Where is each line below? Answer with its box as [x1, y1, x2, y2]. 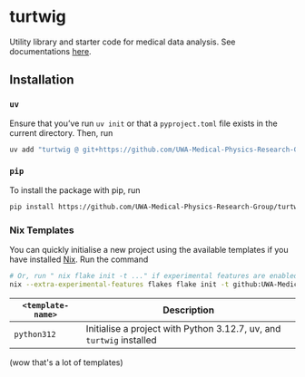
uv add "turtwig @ [9, 145, 79, 154]
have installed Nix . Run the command [9, 254, 149, 265]
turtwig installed [85, 333, 157, 346]
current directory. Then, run [9, 127, 113, 138]
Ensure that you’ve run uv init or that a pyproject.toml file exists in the [9, 118, 279, 129]
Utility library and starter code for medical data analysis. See [9, 36, 236, 47]
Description [162, 304, 215, 316]
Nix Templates [9, 224, 74, 237]
